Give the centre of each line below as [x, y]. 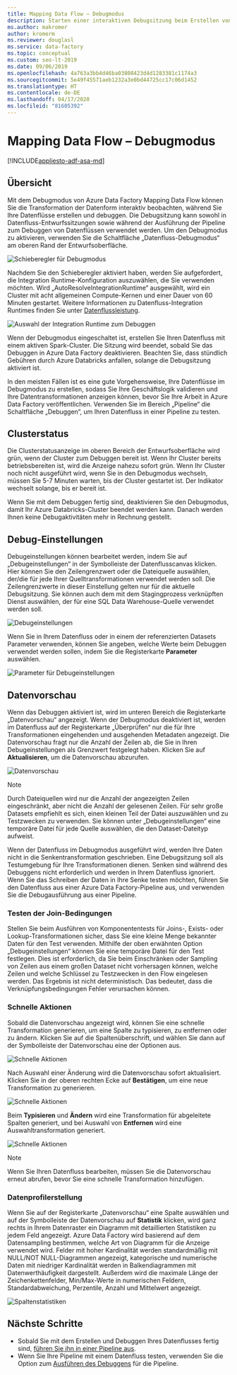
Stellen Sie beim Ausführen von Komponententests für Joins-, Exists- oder [115, 929]
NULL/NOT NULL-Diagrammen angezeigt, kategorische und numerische [112, 1257]
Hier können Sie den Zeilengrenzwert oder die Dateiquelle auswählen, [109, 571]
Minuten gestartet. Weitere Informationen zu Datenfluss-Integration [105, 302]
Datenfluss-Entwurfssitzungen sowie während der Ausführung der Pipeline [116, 222]
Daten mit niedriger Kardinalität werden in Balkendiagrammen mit [102, 1265]
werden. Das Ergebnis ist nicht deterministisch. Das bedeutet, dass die [110, 981]
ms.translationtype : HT [42, 86]
